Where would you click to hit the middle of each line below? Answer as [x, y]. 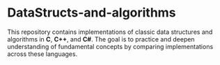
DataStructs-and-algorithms [92, 13]
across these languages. [42, 54]
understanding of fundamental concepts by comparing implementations [110, 46]
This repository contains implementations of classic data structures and [110, 32]
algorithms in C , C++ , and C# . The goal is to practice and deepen [101, 39]
